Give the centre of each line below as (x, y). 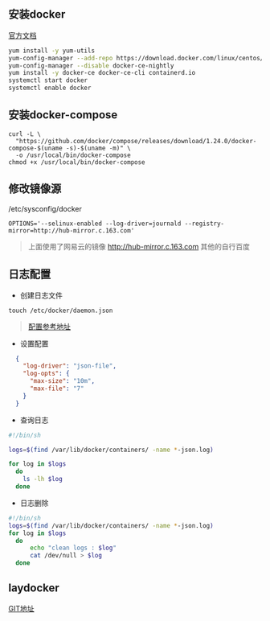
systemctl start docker (48, 80)
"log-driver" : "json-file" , (70, 366)
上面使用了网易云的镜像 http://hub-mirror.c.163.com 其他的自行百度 (139, 246)
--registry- (205, 224)
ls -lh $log (43, 479)
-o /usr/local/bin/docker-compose (73, 155)
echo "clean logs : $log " (73, 548)
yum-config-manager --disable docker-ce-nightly (91, 66)
